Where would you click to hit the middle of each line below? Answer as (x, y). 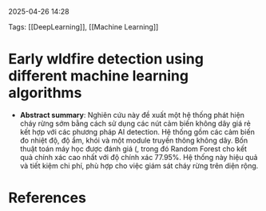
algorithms (45, 93)
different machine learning (99, 76)
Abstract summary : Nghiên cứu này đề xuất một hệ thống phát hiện (132, 115)
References (47, 198)
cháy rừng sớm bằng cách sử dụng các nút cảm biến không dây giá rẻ (135, 123)
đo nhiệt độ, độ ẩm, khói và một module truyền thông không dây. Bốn (134, 140)
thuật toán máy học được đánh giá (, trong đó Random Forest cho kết (133, 148)
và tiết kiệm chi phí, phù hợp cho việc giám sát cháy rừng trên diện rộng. (139, 166)
